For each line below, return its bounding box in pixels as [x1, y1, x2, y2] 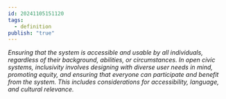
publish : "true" [8, 29, 55, 37]
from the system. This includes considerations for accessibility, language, [8, 78, 219, 87]
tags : [8, 17, 24, 24]
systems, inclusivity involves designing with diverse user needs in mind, [8, 63, 214, 71]
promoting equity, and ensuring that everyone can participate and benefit [8, 71, 219, 79]
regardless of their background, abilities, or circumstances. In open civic [8, 56, 216, 64]
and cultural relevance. [8, 85, 74, 93]
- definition [14, 23, 52, 30]
